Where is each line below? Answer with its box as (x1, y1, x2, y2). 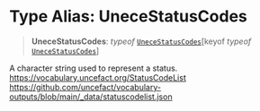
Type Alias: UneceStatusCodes (9, 6, 247, 27)
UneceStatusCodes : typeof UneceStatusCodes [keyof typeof (31, 36, 252, 47)
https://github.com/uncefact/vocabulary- (9, 81, 162, 92)
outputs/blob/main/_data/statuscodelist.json (9, 91, 173, 102)
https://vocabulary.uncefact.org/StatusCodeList (9, 72, 186, 82)
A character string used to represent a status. (9, 63, 178, 73)
